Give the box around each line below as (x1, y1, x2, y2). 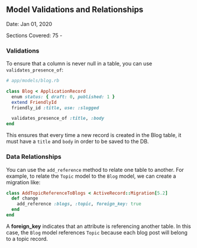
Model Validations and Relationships (6, 5, 144, 15)
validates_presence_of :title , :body (11, 115, 105, 122)
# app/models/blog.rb (6, 78, 60, 84)
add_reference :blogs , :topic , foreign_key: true (17, 201, 142, 207)
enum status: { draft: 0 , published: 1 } (11, 94, 115, 100)
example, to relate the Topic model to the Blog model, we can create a (6, 172, 176, 180)
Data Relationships (6, 153, 62, 161)
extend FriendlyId (11, 99, 57, 105)
